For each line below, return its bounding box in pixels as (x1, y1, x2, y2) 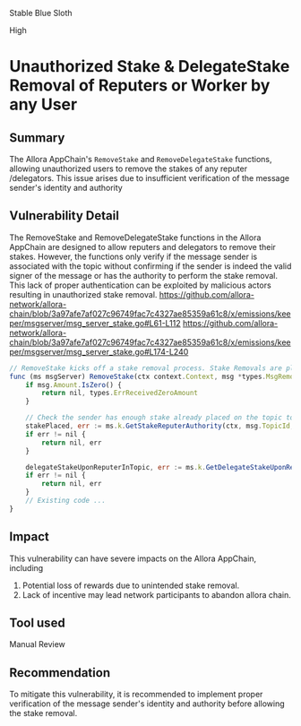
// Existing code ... (25, 497, 106, 506)
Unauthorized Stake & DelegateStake (9, 56, 290, 77)
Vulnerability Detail (9, 208, 119, 223)
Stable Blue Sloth (9, 8, 73, 18)
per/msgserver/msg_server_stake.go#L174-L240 (9, 346, 189, 357)
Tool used (9, 616, 65, 631)
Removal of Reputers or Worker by (9, 75, 271, 96)
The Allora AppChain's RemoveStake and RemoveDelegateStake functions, (9, 154, 272, 164)
